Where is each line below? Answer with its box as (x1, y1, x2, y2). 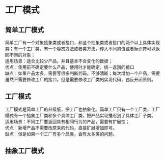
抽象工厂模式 (5, 147, 44, 155)
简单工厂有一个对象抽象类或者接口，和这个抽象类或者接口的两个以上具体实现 (5, 40, 160, 45)
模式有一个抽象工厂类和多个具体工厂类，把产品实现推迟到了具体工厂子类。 (5, 112, 156, 118)
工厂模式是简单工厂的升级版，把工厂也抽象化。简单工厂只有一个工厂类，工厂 (5, 106, 160, 112)
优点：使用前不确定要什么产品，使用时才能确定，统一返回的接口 (5, 64, 134, 70)
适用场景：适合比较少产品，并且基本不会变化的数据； (5, 58, 113, 64)
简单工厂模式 (5, 26, 44, 34)
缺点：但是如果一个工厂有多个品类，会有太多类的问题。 (5, 131, 117, 137)
